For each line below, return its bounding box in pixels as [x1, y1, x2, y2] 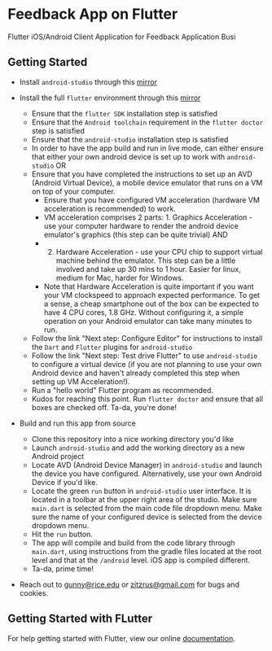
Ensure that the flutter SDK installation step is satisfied [31, 108, 217, 118]
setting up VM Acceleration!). [31, 376, 130, 387]
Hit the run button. [31, 529, 93, 539]
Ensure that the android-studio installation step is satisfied [31, 134, 229, 144]
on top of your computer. [31, 186, 116, 196]
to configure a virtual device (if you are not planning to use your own [31, 359, 262, 369]
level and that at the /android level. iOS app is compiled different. [31, 555, 250, 565]
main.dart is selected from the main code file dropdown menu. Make [31, 503, 262, 513]
